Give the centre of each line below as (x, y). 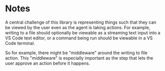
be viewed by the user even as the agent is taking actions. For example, (78, 27)
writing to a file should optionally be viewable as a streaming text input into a (83, 33)
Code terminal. (20, 43)
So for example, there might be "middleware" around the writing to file (76, 53)
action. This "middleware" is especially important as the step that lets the (79, 58)
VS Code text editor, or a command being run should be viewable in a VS (79, 38)
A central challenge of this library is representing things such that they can (81, 22)
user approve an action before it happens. (48, 63)
